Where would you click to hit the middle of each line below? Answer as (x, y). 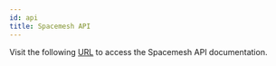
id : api (24, 18)
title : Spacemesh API (50, 26)
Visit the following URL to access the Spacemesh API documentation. (138, 52)
